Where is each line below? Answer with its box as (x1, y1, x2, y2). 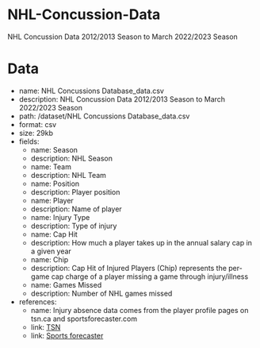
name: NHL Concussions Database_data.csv (18, 86, 164, 95)
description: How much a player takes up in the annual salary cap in (30, 238, 253, 247)
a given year (30, 246, 72, 256)
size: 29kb (18, 128, 53, 137)
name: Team (30, 161, 72, 172)
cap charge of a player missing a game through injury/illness (51, 272, 249, 281)
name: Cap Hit (30, 229, 78, 239)
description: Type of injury (30, 221, 117, 230)
